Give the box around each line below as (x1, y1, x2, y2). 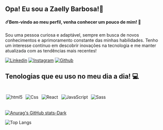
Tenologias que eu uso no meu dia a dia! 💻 (5, 72, 139, 81)
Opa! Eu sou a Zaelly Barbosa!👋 (5, 5, 104, 13)
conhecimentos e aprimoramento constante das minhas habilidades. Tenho (5, 37, 158, 43)
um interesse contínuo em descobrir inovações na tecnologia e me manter (5, 43, 157, 48)
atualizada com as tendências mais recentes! (5, 47, 97, 53)
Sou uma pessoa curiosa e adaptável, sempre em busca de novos (5, 32, 139, 38)
